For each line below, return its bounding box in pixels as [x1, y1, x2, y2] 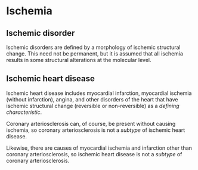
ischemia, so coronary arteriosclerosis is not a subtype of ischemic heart [6, 126, 185, 134]
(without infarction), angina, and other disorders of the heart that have [6, 95, 178, 103]
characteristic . [6, 109, 42, 116]
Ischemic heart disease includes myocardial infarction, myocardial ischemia [6, 89, 192, 97]
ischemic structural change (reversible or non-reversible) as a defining [6, 102, 180, 109]
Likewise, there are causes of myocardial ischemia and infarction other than [6, 144, 193, 152]
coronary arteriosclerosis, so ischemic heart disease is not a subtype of [6, 150, 182, 157]
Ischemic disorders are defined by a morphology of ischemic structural [6, 44, 181, 51]
